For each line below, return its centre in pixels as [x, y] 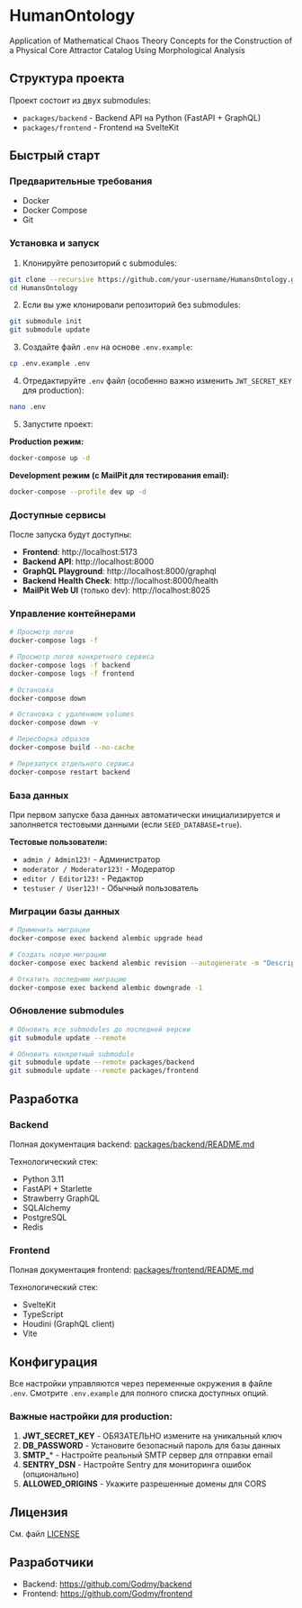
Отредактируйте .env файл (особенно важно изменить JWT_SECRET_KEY [157, 381]
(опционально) [50, 1475]
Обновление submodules [67, 1011]
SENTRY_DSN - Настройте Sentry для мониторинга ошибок [137, 1465]
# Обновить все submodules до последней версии [100, 1029]
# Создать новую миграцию [58, 955]
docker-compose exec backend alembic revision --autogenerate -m [134, 963]
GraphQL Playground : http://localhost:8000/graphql [120, 571]
